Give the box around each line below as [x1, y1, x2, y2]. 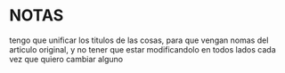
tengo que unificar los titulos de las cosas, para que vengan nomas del [9, 35, 269, 45]
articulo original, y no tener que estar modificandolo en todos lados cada [9, 44, 276, 54]
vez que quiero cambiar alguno [9, 53, 124, 64]
